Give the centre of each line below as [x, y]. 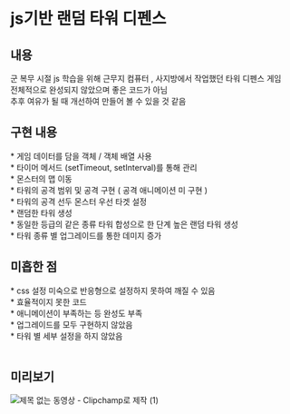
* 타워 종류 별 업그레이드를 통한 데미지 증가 [86, 235]
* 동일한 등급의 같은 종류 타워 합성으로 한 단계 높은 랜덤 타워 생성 [125, 224]
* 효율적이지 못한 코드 [48, 301]
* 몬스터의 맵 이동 [41, 179]
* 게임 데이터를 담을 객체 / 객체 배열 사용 [81, 156]
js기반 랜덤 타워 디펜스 [88, 19]
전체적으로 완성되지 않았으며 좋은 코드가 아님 [89, 90]
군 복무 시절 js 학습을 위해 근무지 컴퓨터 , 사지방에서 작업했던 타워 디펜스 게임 [146, 79]
